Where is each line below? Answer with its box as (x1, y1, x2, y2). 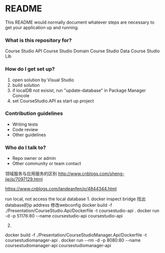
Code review (12, 126, 38, 132)
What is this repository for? (5, 36, 72, 43)
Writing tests (12, 121, 38, 127)
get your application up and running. (5, 24, 79, 30)
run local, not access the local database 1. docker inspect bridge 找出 (5, 196, 146, 202)
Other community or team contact (12, 161, 81, 167)
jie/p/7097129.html (5, 176, 43, 182)
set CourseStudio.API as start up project (12, 98, 95, 104)
